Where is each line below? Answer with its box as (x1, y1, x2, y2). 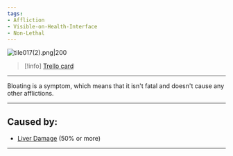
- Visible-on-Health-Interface (7, 23, 98, 30)
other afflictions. (7, 89, 54, 98)
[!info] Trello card (24, 62, 74, 70)
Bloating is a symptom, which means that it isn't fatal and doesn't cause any (7, 82, 225, 90)
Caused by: (7, 116, 58, 128)
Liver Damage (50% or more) (17, 135, 101, 143)
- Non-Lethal (7, 29, 45, 37)
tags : (7, 10, 23, 17)
